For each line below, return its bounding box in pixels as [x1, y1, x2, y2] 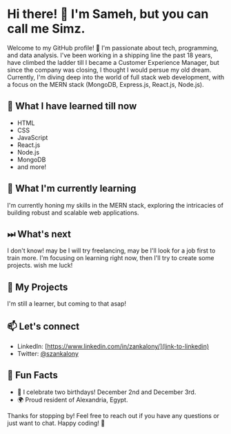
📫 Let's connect [7, 320, 80, 332]
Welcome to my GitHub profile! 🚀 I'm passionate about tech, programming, [7, 43, 219, 52]
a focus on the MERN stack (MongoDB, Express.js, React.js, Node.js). [7, 80, 205, 88]
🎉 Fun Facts [7, 369, 59, 382]
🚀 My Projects [7, 281, 68, 293]
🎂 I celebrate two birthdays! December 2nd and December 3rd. [17, 388, 197, 396]
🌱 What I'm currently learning [7, 183, 137, 195]
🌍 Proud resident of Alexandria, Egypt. [17, 395, 128, 404]
